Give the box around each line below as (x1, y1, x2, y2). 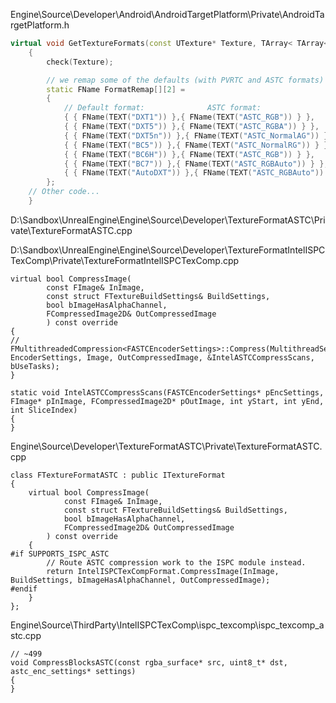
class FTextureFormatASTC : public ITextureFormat (10, 470, 226, 480)
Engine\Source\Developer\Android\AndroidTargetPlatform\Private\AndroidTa (10, 9, 325, 20)
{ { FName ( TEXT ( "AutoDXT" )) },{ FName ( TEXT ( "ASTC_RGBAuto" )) (63, 168, 325, 178)
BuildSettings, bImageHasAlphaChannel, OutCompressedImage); (10, 575, 271, 585)
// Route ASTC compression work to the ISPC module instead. (46, 557, 307, 568)
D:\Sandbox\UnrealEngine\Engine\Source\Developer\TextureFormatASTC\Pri (10, 214, 326, 226)
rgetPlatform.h (10, 19, 70, 31)
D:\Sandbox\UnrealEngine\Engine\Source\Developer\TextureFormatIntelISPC (10, 244, 326, 256)
